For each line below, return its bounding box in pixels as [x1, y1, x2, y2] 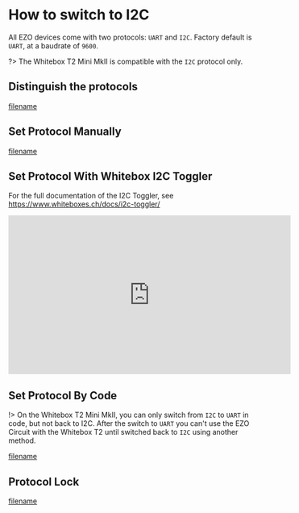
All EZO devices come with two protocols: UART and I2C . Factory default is [8, 32, 252, 42]
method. [8, 436, 36, 445]
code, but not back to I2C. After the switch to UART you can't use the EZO [8, 419, 250, 428]
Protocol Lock [8, 474, 80, 489]
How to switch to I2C [8, 6, 150, 24]
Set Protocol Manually [8, 125, 123, 139]
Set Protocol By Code [8, 389, 118, 402]
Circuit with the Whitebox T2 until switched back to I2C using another [8, 427, 239, 437]
